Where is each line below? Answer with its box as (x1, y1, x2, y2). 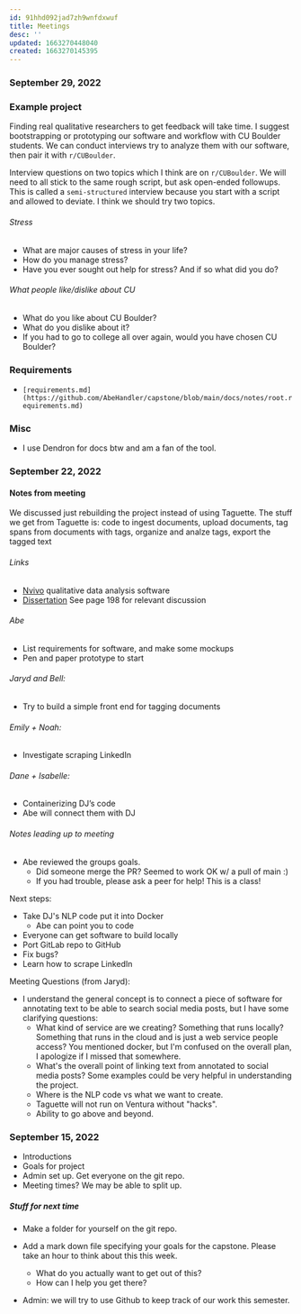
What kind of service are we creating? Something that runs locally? (35, 1022, 285, 1033)
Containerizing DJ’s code (22, 798, 116, 809)
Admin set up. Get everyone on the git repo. (22, 1170, 185, 1181)
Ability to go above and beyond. (35, 1108, 155, 1118)
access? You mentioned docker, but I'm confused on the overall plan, (35, 1041, 292, 1052)
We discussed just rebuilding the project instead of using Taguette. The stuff (9, 507, 293, 518)
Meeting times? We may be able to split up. (22, 1180, 182, 1191)
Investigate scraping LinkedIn (22, 750, 132, 761)
